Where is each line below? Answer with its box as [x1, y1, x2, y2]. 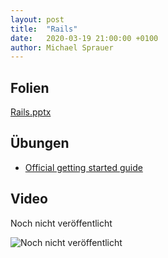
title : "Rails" [10, 24, 78, 34]
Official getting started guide [24, 161, 143, 173]
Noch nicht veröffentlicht [10, 217, 113, 229]
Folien [10, 79, 50, 96]
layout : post [10, 14, 65, 25]
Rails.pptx [10, 106, 52, 118]
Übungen [10, 135, 70, 152]
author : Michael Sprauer [10, 42, 114, 53]
